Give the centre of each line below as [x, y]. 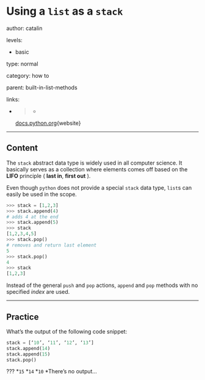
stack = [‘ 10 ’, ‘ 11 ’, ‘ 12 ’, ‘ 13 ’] [50, 343]
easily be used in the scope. [42, 194]
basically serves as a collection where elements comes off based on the [97, 169]
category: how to [28, 75]
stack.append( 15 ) [28, 354]
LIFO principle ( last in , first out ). [49, 176]
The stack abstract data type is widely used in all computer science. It [94, 163]
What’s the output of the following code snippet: [67, 331]
